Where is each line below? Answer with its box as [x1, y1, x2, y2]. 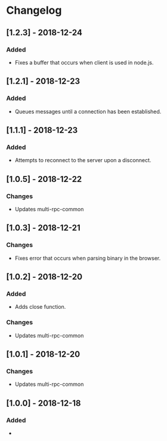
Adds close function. [14, 303, 66, 311]
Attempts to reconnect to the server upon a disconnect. [14, 157, 151, 164]
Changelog [6, 4, 62, 17]
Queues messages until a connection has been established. [14, 108, 162, 115]
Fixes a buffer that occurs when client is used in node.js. [14, 59, 154, 66]
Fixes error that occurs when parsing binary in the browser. [14, 254, 161, 261]
